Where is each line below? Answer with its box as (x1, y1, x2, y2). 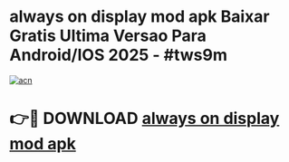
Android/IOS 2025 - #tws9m (9, 45, 228, 65)
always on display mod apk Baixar (9, 6, 270, 27)
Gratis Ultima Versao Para (9, 25, 207, 46)
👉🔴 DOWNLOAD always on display (9, 109, 280, 129)
